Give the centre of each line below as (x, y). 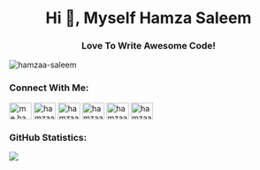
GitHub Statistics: (48, 137)
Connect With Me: (49, 88)
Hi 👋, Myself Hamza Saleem (149, 18)
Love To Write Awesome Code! (149, 46)
